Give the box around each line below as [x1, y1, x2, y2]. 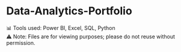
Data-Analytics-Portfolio [6, 4, 132, 18]
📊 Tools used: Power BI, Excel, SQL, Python [6, 24, 115, 31]
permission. [6, 39, 35, 46]
